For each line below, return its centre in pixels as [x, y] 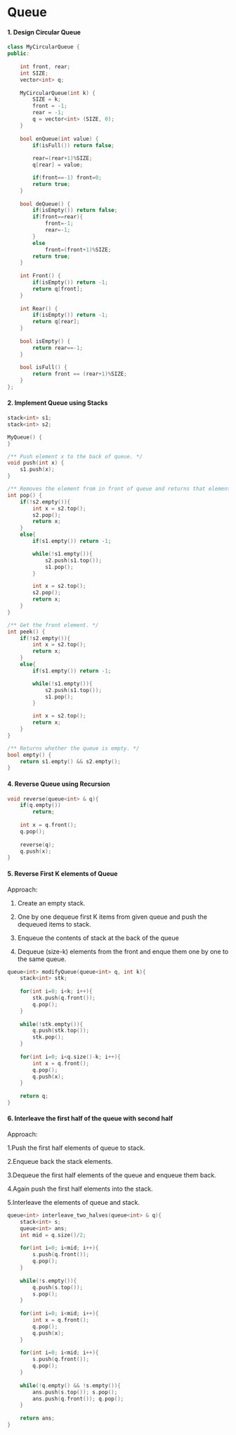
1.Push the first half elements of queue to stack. [76, 1148]
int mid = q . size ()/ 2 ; [53, 1235]
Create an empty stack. [51, 903]
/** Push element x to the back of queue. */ [75, 456]
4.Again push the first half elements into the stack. [80, 1189]
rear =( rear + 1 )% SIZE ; [63, 158]
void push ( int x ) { [36, 463]
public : [19, 54]
